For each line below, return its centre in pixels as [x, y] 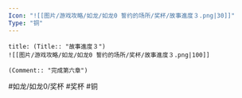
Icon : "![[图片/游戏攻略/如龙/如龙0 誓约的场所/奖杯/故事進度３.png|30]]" [121, 16]
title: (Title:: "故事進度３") [57, 46]
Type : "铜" [26, 23]
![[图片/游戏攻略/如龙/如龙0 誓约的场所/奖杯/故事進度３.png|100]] [109, 55]
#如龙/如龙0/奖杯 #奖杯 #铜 [53, 86]
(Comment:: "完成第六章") [48, 70]
